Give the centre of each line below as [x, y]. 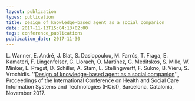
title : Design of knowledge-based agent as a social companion [85, 22]
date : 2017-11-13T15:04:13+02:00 [47, 28]
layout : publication [32, 11]
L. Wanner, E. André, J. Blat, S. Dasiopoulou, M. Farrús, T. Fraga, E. [87, 55]
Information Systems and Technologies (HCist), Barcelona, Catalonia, [90, 87]
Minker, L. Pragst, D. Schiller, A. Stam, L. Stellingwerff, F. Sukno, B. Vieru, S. [98, 68]
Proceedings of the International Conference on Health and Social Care [92, 80]
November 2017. [26, 93]
